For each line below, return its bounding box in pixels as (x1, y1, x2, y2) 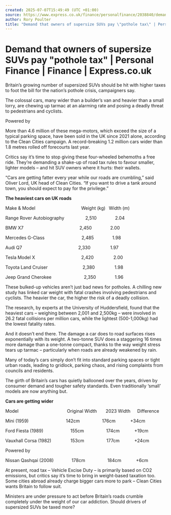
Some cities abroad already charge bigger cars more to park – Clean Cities (5, 478, 162, 484)
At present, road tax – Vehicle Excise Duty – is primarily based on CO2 (5, 467, 152, 473)
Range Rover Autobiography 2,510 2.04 (5, 215, 125, 221)
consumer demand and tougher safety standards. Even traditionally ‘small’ (5, 383, 161, 389)
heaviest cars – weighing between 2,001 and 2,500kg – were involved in (5, 310, 156, 316)
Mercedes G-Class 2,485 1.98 (5, 235, 121, 241)
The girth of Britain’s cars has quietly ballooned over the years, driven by (5, 378, 158, 384)
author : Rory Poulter (5, 17, 51, 22)
